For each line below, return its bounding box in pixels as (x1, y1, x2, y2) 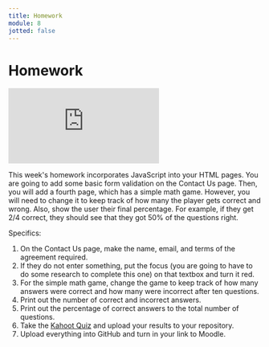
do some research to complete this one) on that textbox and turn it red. (19, 270, 255, 280)
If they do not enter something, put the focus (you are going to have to (19, 261, 253, 271)
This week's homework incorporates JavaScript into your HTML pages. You (8, 170, 259, 180)
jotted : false (8, 27, 56, 35)
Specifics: (8, 228, 42, 238)
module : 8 (8, 19, 42, 27)
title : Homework (8, 11, 63, 20)
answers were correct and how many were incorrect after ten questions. (19, 287, 259, 296)
